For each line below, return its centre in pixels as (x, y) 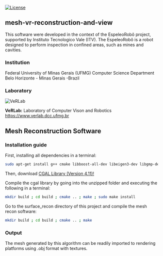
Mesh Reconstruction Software (53, 131)
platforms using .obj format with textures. (46, 248)
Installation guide (26, 144)
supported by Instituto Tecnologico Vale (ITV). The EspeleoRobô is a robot (79, 39)
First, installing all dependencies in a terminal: (51, 156)
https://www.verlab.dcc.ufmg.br (37, 116)
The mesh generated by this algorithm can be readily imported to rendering (80, 243)
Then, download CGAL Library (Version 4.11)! (50, 173)
